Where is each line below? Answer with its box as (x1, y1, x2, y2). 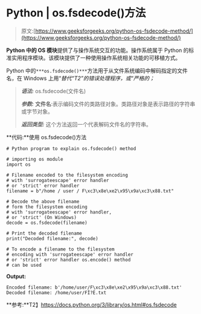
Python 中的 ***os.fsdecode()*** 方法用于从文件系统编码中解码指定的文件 (6, 67, 188, 74)
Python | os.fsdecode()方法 (6, 6, 146, 20)
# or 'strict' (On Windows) (6, 214, 77, 220)
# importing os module (6, 156, 63, 162)
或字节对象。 (21, 108, 53, 115)
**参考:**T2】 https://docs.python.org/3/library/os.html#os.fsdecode (6, 301, 177, 308)
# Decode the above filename (6, 198, 80, 204)
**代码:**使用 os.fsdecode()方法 (6, 133, 87, 140)
